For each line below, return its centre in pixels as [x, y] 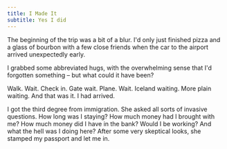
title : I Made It [32, 13]
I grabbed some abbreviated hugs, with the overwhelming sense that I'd [110, 68]
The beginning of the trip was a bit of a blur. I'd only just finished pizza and [114, 39]
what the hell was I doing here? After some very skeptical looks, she [104, 131]
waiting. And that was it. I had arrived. [61, 96]
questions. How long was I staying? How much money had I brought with [111, 116]
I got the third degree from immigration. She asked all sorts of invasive [107, 109]
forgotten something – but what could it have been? [81, 75]
